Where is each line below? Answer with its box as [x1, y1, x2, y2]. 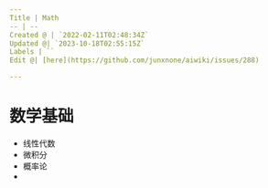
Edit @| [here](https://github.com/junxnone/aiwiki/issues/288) [9, 56, 260, 65]
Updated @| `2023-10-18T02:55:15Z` [9, 38, 145, 48]
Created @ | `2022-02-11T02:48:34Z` [9, 30, 149, 39]
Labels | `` [9, 47, 55, 57]
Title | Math [9, 13, 59, 23]
